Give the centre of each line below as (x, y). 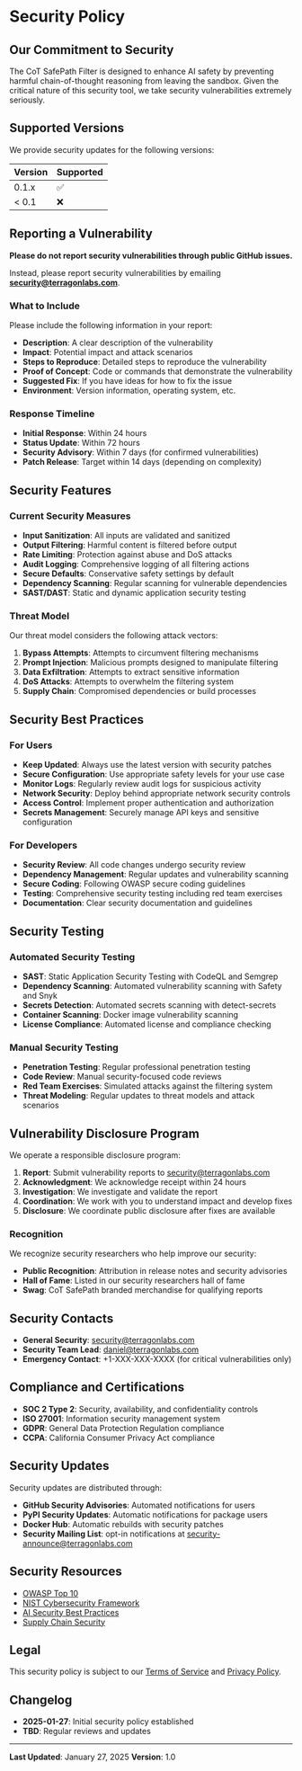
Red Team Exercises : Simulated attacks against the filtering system (147, 1086)
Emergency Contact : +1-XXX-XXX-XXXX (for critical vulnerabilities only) (157, 1359)
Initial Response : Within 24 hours (84, 433)
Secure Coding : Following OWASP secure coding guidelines (133, 884)
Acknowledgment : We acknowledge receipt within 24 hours (134, 1182)
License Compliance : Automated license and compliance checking (147, 1024)
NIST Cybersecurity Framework (81, 1603)
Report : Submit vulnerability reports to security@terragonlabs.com (146, 1172)
